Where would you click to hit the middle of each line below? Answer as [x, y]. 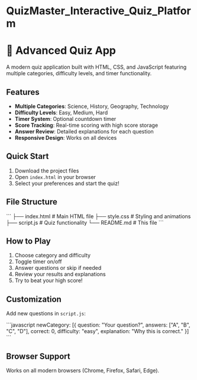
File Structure [32, 202]
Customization [34, 299]
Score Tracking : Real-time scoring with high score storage [86, 125]
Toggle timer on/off [38, 261]
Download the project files [47, 171]
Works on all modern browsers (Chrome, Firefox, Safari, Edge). [83, 371]
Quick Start [28, 156]
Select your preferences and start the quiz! [67, 183]
